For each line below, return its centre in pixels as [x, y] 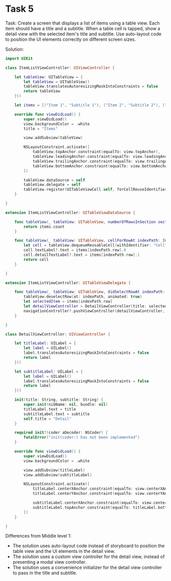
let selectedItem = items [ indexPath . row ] [68, 302]
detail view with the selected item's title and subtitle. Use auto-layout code [83, 34]
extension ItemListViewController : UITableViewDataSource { [70, 212]
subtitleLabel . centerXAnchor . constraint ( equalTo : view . [93, 503]
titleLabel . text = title [50, 409]
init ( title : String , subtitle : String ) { [59, 400]
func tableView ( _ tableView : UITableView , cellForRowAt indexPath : [87, 240]
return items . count [44, 227]
